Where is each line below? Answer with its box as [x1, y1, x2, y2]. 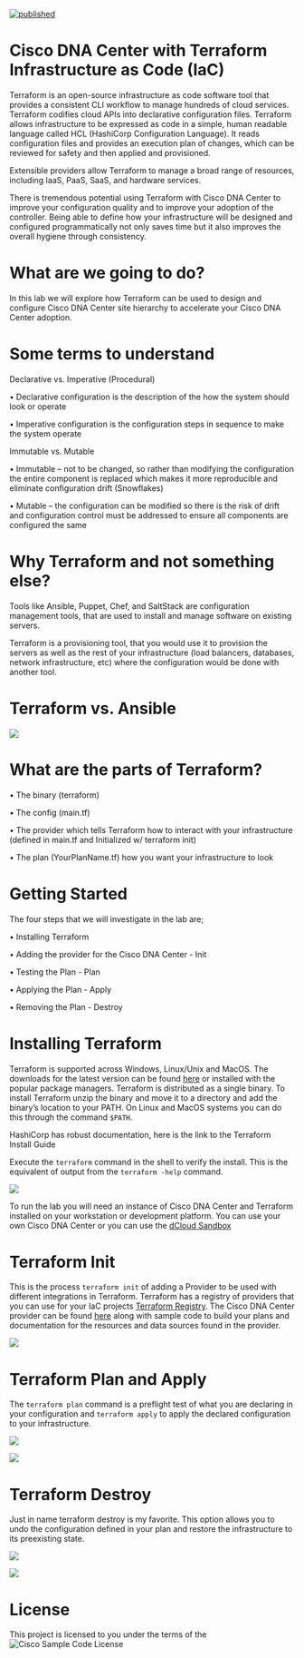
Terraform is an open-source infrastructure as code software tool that [9, 89, 270, 100]
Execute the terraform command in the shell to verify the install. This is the [9, 1156, 289, 1167]
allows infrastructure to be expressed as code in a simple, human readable [9, 118, 288, 129]
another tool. [9, 666, 57, 677]
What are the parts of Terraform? [9, 759, 263, 780]
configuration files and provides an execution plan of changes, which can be [9, 137, 295, 149]
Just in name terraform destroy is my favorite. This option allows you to [9, 1514, 275, 1525]
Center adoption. [9, 311, 72, 322]
